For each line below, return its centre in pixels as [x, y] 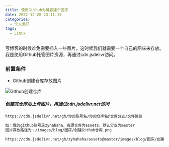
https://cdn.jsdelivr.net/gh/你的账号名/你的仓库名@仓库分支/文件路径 [74, 116]
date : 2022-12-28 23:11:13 [33, 15]
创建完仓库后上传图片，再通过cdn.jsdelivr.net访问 [57, 104]
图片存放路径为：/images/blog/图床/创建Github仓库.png [59, 130]
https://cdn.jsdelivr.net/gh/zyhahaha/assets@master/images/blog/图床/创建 [85, 139]
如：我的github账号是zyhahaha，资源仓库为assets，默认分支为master [70, 126]
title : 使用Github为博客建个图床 [37, 10]
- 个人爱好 [20, 24]
